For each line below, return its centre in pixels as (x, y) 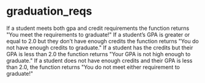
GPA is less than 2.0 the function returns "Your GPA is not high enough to (99, 54)
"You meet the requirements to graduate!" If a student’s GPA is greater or (98, 34)
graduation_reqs (49, 11)
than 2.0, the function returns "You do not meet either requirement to (93, 67)
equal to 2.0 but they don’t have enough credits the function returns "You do (102, 41)
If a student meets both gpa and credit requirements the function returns (98, 28)
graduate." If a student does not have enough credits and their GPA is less (99, 60)
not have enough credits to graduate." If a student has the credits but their (100, 48)
